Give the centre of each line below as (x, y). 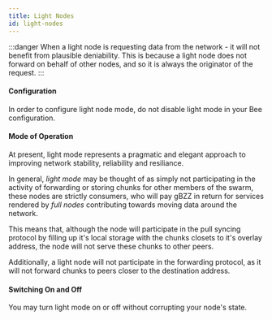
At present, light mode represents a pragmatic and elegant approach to (127, 154)
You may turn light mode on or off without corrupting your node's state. (128, 307)
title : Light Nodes (41, 16)
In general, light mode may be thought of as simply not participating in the (132, 179)
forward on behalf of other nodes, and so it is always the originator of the (131, 64)
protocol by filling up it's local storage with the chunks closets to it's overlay (135, 237)
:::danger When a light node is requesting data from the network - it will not (134, 46)
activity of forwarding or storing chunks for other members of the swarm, (131, 187)
